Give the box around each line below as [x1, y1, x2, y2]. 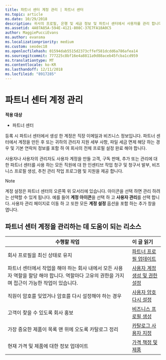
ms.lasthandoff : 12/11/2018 [5, 67, 63, 72]
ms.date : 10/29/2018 [5, 16, 48, 21]
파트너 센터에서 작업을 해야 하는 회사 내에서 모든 [7, 265, 113, 271]
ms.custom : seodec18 [5, 44, 48, 49]
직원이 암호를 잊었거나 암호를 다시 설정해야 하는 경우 [7, 292, 122, 299]
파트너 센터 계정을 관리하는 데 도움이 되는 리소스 [5, 223, 142, 231]
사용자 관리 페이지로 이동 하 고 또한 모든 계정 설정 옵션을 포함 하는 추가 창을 [11, 200, 156, 206]
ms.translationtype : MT [5, 58, 54, 63]
